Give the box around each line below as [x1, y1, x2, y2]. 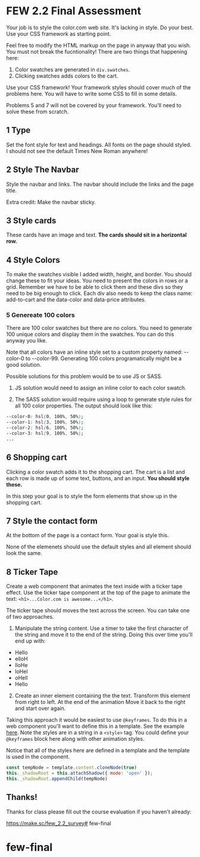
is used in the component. [6, 753, 70, 761]
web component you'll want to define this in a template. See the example [6, 722, 185, 730]
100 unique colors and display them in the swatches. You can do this [6, 331, 174, 338]
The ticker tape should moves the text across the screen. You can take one [6, 607, 190, 614]
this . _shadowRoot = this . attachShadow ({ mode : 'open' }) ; [6, 770, 153, 777]
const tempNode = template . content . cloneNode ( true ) [6, 765, 137, 771]
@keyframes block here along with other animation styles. [6, 736, 145, 743]
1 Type [6, 125, 31, 135]
